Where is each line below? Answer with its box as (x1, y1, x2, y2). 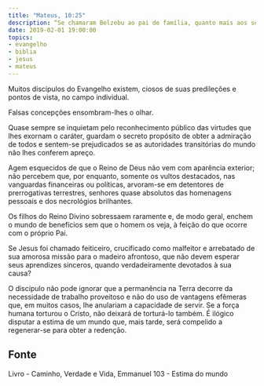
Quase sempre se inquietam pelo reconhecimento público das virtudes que (8, 122, 251, 132)
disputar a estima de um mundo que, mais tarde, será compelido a (8, 317, 222, 326)
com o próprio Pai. (8, 228, 68, 238)
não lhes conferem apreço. (8, 147, 96, 157)
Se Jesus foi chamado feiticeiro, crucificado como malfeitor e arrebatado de (8, 243, 255, 253)
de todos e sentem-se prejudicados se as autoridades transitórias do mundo (8, 139, 256, 149)
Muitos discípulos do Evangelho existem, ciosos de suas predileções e (8, 84, 237, 93)
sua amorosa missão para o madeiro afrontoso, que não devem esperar (8, 252, 240, 261)
